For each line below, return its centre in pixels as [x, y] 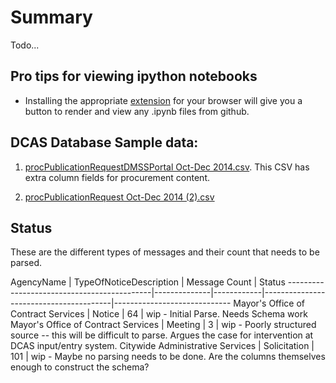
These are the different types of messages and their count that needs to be [165, 252]
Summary [51, 17]
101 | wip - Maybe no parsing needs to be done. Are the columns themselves [168, 357]
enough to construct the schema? [80, 367]
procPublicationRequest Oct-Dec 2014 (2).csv [119, 197]
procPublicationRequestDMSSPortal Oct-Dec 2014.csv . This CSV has [167, 167]
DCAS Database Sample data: [104, 142]
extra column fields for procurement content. [117, 177]
